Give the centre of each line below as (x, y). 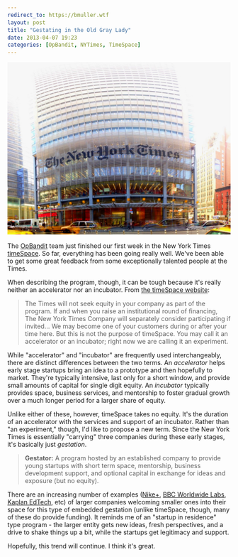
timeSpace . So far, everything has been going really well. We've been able (116, 253)
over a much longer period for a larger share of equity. (87, 400)
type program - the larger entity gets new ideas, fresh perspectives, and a (115, 524)
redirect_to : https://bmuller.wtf (58, 15)
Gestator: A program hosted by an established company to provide (123, 458)
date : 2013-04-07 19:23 (42, 38)
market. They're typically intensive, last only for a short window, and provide (119, 377)
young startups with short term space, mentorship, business (113, 465)
